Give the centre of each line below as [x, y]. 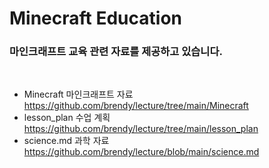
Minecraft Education [95, 18]
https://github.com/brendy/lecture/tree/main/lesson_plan [141, 129]
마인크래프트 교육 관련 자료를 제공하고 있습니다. [116, 52]
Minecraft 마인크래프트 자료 [78, 94]
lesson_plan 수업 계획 [67, 118]
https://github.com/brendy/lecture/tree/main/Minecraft [136, 106]
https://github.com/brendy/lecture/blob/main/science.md [141, 152]
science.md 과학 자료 [66, 141]
